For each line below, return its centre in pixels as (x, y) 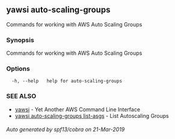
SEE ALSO (21, 96)
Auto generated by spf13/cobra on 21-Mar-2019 (66, 129)
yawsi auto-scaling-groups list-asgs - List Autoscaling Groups (92, 116)
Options (18, 69)
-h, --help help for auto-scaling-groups (67, 81)
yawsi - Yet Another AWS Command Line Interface (77, 109)
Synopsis (20, 40)
